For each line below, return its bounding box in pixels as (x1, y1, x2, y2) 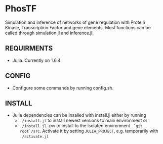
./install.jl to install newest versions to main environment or (19, 117, 148, 124)
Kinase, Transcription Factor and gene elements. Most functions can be (5, 24, 151, 30)
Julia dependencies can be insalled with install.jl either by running (12, 112, 147, 118)
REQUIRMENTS (5, 44, 53, 52)
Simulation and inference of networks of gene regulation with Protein (5, 19, 146, 25)
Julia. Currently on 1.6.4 (12, 57, 61, 63)
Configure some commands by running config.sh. (12, 85, 114, 91)
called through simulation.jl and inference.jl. (5, 30, 94, 36)
